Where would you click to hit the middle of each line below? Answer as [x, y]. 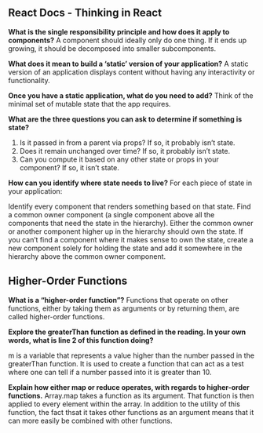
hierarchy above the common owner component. [87, 256]
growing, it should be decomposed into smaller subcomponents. [112, 48]
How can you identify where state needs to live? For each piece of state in [130, 183]
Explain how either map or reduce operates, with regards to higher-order [129, 387]
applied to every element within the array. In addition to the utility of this [124, 404]
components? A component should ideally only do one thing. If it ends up [128, 40]
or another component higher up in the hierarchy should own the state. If [126, 231]
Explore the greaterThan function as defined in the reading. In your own [127, 332]
